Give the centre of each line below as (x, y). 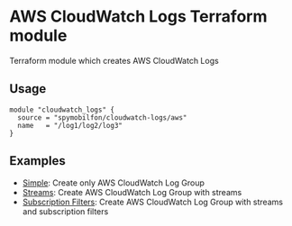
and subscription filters (65, 211)
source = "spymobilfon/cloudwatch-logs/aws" (102, 118)
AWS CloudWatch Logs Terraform (138, 17)
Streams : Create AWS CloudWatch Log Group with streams (132, 192)
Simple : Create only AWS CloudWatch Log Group (114, 183)
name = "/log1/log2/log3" (70, 125)
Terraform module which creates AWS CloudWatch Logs (114, 60)
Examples (37, 161)
